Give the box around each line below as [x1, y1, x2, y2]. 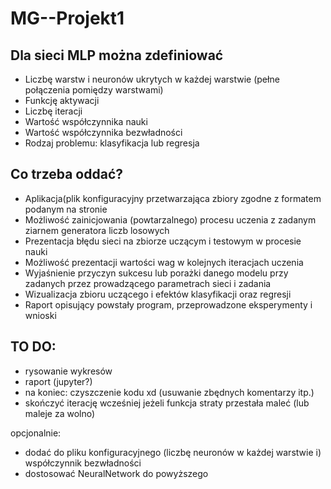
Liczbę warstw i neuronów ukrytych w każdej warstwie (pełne [24, 73, 280, 85]
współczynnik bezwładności [24, 457, 142, 469]
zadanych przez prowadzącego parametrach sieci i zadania [24, 277, 272, 289]
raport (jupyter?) [24, 375, 93, 387]
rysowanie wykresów [24, 365, 113, 377]
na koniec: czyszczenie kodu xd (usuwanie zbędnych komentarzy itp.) [24, 386, 315, 398]
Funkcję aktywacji [24, 95, 100, 106]
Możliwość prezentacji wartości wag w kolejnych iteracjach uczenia [24, 256, 304, 268]
